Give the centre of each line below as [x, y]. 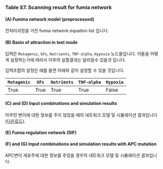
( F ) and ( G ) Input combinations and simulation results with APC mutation [81, 144]
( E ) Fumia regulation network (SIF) [41, 133]
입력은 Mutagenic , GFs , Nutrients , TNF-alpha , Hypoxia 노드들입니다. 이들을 [77, 54]
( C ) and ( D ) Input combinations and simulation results [61, 103]
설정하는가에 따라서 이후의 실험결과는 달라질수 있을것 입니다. [68, 60]
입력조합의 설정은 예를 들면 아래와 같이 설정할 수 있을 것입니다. [65, 70]
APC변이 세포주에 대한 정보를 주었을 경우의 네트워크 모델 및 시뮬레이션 [73, 155]
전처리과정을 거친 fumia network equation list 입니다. [57, 31]
